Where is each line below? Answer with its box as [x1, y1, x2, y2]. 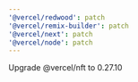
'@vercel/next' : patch [8, 29, 93, 38]
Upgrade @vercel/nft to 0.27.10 [8, 62, 123, 73]
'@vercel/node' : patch [8, 37, 93, 47]
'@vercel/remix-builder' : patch [8, 21, 129, 30]
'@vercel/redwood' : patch [8, 12, 105, 22]
